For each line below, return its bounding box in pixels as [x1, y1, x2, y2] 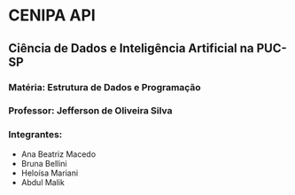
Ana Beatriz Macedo [20, 148, 97, 160]
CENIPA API [8, 5, 97, 26]
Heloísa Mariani [20, 168, 79, 178]
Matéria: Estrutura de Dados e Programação [8, 81, 201, 93]
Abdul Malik [20, 176, 66, 187]
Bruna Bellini [20, 158, 67, 168]
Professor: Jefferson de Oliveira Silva [8, 105, 173, 117]
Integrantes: [8, 129, 63, 141]
